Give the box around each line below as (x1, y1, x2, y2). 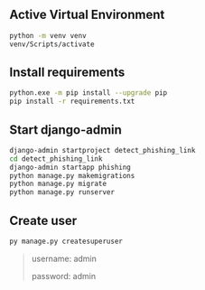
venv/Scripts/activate (9, 40, 95, 49)
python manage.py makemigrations (9, 171, 135, 180)
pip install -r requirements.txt (9, 97, 135, 107)
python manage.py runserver (9, 188, 116, 197)
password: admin (31, 270, 97, 281)
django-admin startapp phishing (9, 163, 131, 172)
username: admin (31, 253, 98, 264)
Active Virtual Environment (9, 7, 165, 23)
